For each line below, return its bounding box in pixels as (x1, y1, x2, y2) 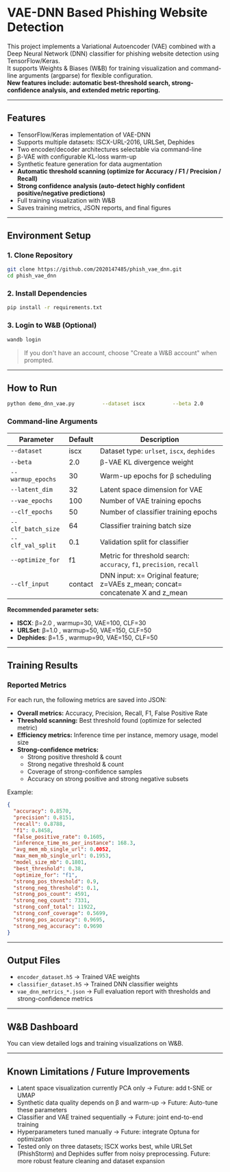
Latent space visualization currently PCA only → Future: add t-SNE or (16, 1084, 212, 1092)
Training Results (7, 660, 79, 671)
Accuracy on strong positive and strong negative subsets (27, 775, 189, 783)
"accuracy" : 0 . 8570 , (13, 808, 72, 815)
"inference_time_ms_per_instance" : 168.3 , (13, 839, 136, 846)
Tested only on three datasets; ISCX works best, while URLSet (16, 1142, 193, 1151)
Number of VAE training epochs (100, 496, 202, 506)
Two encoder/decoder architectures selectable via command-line (16, 145, 202, 153)
